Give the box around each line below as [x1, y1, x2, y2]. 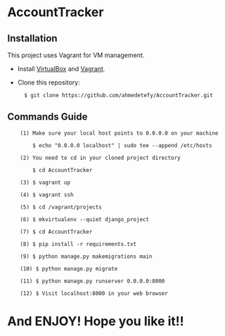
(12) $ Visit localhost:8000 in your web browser [20, 290, 169, 297]
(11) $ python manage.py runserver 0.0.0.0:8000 [20, 278, 165, 285]
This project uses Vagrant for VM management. [7, 51, 145, 59]
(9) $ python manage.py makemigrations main [20, 253, 153, 260]
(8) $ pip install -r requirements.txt [20, 240, 137, 247]
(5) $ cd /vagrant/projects [20, 204, 102, 211]
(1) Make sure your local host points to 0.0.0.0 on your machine [20, 130, 219, 137]
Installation [7, 32, 58, 44]
